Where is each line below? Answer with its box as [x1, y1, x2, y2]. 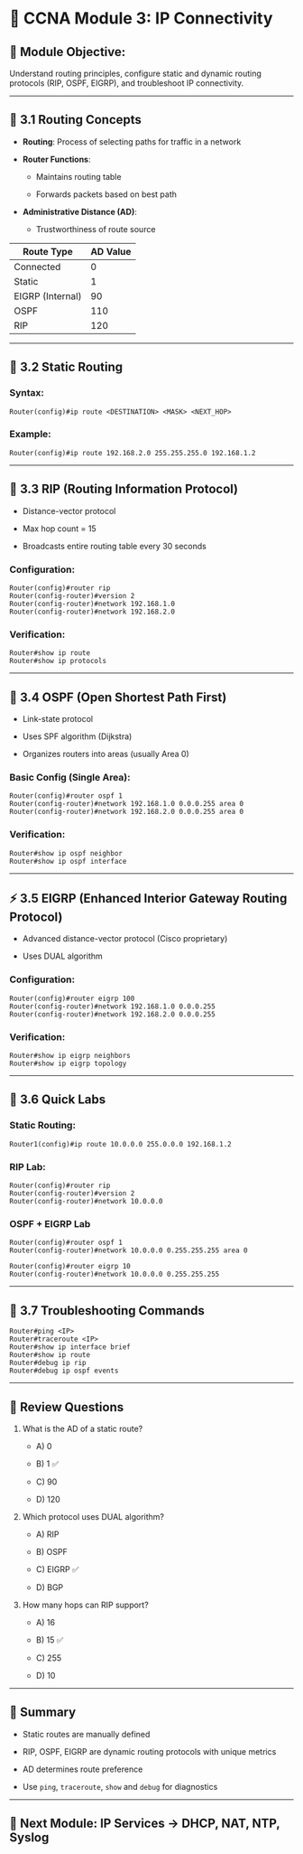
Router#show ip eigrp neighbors [9, 1052, 131, 1061]
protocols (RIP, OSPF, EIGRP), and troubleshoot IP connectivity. [9, 78, 244, 89]
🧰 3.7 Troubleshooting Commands [9, 1303, 206, 1318]
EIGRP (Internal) [14, 289, 82, 302]
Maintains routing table [35, 171, 122, 182]
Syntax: [9, 387, 45, 399]
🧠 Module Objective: [9, 44, 126, 60]
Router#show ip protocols [9, 657, 106, 666]
